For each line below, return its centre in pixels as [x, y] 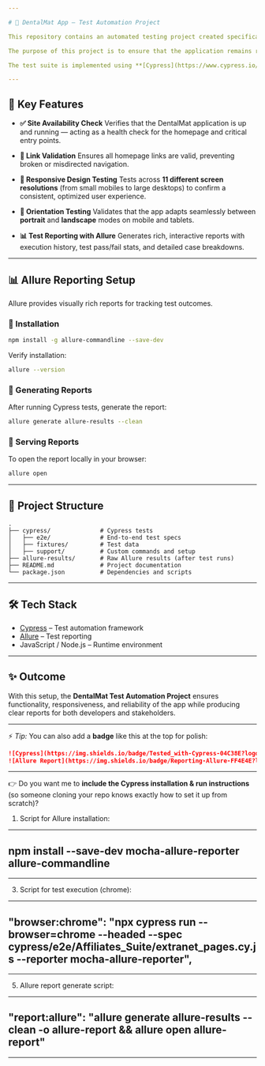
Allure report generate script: [67, 985]
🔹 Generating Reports [50, 390]
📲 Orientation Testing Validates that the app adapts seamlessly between [138, 212]
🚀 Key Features [46, 104]
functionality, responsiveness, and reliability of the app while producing [124, 704]
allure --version [37, 370]
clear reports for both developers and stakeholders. [92, 713]
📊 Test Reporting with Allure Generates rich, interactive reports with [132, 236]
